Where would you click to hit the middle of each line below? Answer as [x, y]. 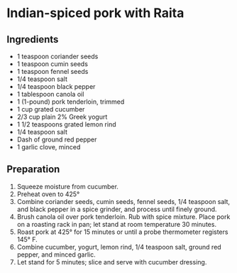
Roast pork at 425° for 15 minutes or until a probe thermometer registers [122, 232]
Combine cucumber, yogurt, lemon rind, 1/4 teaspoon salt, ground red [119, 247]
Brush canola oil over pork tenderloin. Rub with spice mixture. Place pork [123, 216]
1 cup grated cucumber [51, 109]
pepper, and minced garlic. [56, 255]
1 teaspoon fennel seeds [53, 71]
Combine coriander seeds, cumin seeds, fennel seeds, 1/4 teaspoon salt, [123, 201]
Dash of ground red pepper [57, 139]
